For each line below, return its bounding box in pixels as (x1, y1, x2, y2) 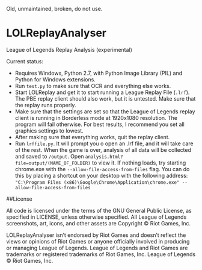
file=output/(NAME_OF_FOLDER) (14, 160, 91, 166)
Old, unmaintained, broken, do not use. (6, 5, 103, 12)
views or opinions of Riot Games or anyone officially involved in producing (6, 237, 190, 245)
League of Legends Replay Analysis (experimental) (6, 46, 132, 53)
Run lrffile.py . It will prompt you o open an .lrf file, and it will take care (14, 140, 194, 147)
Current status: (6, 57, 44, 65)
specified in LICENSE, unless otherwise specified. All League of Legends (6, 213, 187, 221)
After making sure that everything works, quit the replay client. (14, 133, 170, 140)
